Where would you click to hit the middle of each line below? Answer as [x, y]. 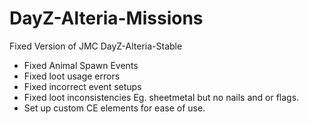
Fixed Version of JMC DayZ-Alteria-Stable [96, 46]
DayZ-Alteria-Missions [106, 18]
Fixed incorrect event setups [82, 86]
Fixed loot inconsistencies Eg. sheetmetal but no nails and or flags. [161, 97]
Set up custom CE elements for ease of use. [114, 108]
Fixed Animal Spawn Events [81, 65]
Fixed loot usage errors [72, 76]
